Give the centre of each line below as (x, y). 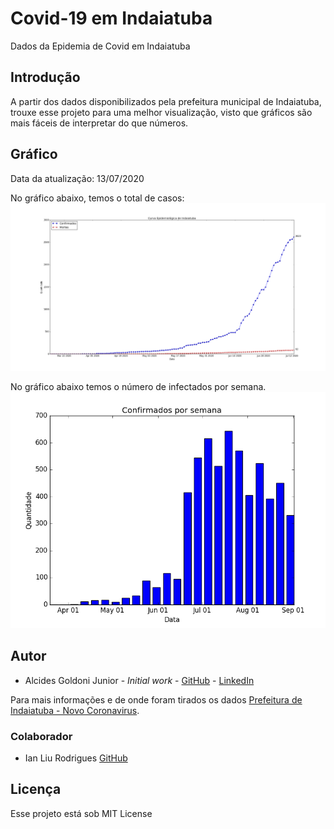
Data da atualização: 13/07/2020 (77, 178)
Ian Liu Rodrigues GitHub (76, 758)
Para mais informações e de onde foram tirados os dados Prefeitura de (156, 699)
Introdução (45, 77)
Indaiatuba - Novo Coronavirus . (75, 710)
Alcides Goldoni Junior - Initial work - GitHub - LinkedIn (139, 680)
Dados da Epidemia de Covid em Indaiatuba (100, 46)
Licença (36, 789)
